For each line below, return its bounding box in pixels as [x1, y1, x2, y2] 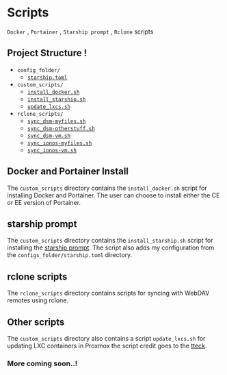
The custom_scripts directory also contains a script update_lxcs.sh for [7, 335, 206, 342]
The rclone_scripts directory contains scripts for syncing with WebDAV [7, 289, 210, 298]
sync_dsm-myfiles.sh [27, 118, 86, 125]
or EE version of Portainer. [7, 198, 81, 206]
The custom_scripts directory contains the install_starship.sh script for [7, 237, 213, 245]
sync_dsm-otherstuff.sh [27, 125, 96, 132]
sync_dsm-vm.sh [27, 132, 70, 139]
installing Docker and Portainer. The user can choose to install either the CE [7, 191, 220, 199]
